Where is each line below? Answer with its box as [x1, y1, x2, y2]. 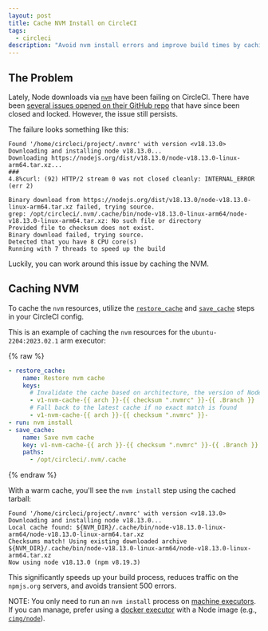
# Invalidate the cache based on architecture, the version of [29, 389, 245, 397]
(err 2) [8, 181, 34, 190]
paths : [22, 448, 45, 456]
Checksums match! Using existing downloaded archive [8, 538, 187, 546]
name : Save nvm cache [22, 433, 94, 442]
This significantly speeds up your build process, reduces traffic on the [8, 573, 239, 582]
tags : [8, 26, 26, 34]
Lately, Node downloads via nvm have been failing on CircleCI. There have [8, 92, 250, 101]
